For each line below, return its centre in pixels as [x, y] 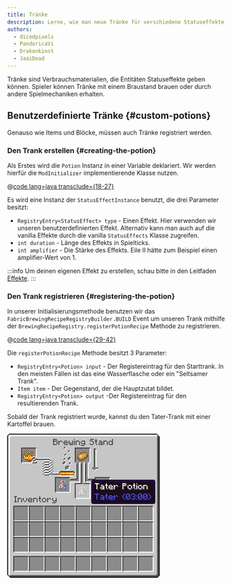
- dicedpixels [34, 37]
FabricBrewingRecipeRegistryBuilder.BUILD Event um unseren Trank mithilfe [116, 319]
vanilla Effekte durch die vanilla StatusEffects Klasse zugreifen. [108, 235]
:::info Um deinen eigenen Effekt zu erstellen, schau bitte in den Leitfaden [112, 271]
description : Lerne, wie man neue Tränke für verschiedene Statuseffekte [116, 22]
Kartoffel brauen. [31, 424]
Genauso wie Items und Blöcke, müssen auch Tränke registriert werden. [110, 133]
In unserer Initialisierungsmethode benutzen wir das [81, 312]
